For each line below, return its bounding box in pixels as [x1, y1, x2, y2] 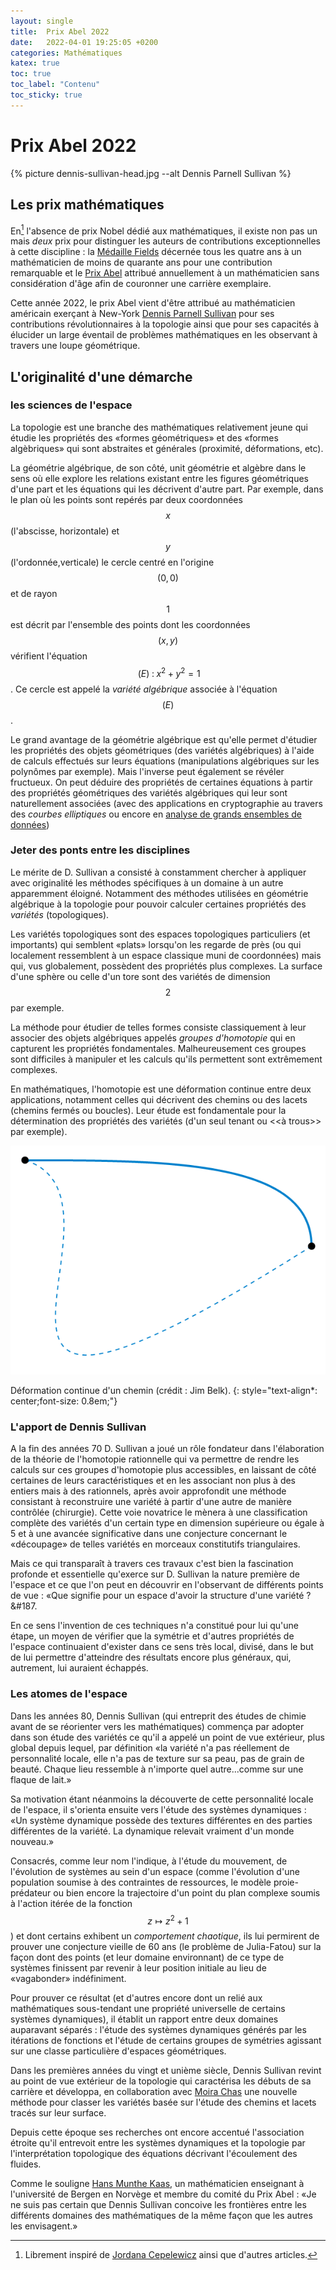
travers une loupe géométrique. [10, 340, 141, 352]
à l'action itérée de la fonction [10, 1897, 133, 1909]
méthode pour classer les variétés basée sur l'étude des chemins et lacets [10, 2096, 317, 2109]
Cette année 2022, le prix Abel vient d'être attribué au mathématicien [10, 297, 296, 309]
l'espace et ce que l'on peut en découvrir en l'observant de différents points [10, 1579, 324, 1591]
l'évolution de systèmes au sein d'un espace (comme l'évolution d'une [10, 1865, 300, 1877]
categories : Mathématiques [10, 48, 123, 58]
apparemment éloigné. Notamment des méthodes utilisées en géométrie [10, 887, 309, 899]
